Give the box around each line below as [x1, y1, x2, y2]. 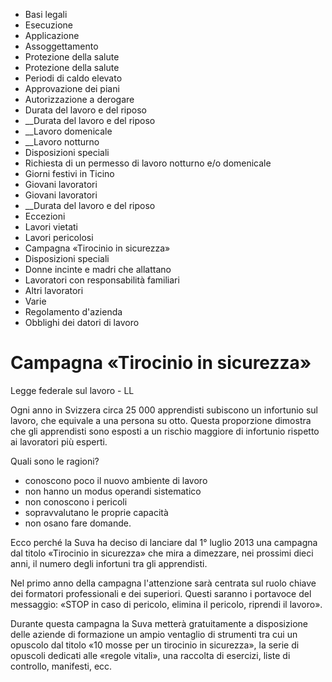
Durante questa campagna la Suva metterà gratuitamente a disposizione [10, 617, 308, 629]
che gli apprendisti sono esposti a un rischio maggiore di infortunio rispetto [10, 425, 320, 437]
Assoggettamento [24, 40, 99, 52]
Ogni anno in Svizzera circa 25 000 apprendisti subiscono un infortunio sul [10, 404, 319, 416]
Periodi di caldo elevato [24, 72, 123, 84]
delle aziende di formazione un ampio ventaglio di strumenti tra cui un [10, 628, 298, 640]
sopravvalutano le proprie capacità [24, 506, 169, 518]
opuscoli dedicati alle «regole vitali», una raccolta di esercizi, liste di [10, 649, 291, 661]
